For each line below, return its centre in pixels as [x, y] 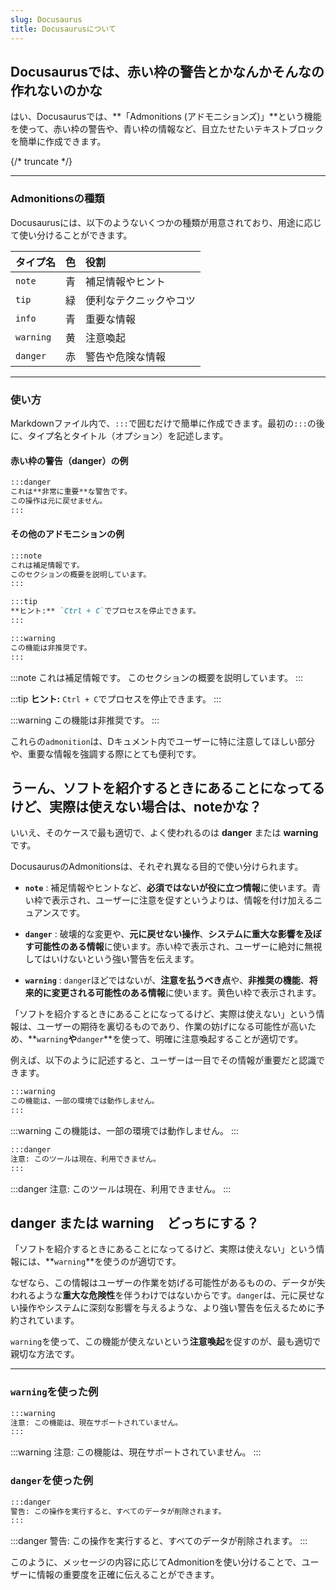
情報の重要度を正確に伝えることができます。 [128, 1575]
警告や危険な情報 [126, 356]
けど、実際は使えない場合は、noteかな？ [136, 806]
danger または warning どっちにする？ [135, 1223]
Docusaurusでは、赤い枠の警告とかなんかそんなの [167, 71]
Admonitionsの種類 [57, 199]
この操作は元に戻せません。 [59, 501]
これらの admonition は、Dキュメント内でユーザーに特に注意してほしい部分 [162, 741]
